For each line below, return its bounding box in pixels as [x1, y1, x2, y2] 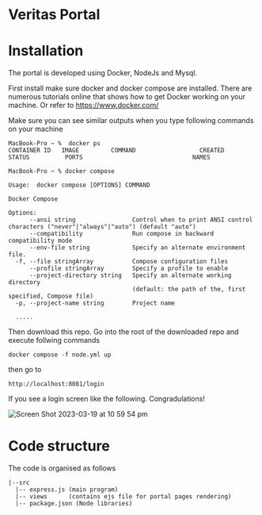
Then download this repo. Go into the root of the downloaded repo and [8, 327, 239, 336]
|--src [8, 478, 30, 487]
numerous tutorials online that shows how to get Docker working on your [8, 92, 245, 102]
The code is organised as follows [8, 463, 116, 473]
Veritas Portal [8, 6, 101, 24]
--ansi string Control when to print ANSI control [28, 216, 253, 224]
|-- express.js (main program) [15, 486, 119, 494]
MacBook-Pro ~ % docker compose [8, 167, 115, 175]
